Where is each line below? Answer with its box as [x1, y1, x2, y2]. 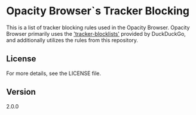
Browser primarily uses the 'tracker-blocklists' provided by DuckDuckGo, [6, 30, 186, 37]
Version [6, 87, 36, 97]
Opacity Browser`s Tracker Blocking [6, 4, 190, 18]
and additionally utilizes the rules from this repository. [6, 36, 139, 43]
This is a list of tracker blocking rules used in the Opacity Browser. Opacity [6, 24, 190, 31]
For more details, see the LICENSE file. [6, 70, 102, 77]
